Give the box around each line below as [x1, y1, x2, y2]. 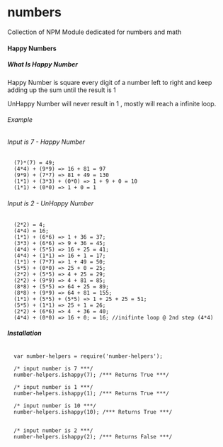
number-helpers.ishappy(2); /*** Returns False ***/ [13, 434, 173, 441]
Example [7, 115, 33, 124]
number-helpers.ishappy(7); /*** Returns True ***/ [13, 371, 170, 379]
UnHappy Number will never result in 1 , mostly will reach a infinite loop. [7, 99, 217, 108]
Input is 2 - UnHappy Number [7, 199, 94, 208]
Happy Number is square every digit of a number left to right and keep [7, 78, 212, 86]
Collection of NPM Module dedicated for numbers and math [7, 28, 182, 36]
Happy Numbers [7, 44, 57, 52]
